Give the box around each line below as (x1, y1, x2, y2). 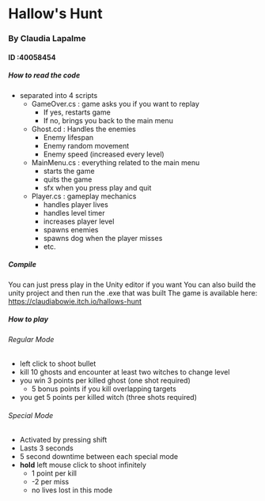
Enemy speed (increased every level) (43, 149, 165, 159)
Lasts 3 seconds (19, 443, 74, 453)
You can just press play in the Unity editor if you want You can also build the (8, 280, 256, 289)
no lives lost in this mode (31, 485, 113, 495)
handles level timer (43, 208, 105, 217)
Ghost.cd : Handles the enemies (31, 124, 136, 134)
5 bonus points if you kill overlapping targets (31, 384, 176, 394)
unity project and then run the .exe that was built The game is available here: (8, 288, 258, 297)
